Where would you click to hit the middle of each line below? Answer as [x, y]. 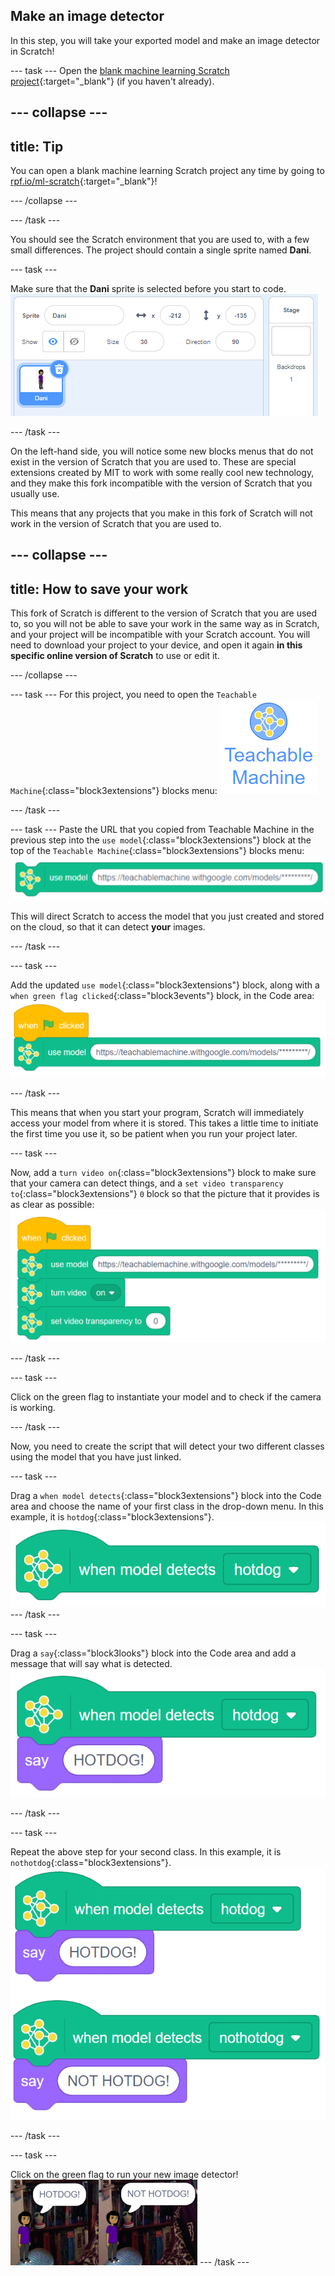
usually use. [35, 494]
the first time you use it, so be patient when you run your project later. [154, 1134]
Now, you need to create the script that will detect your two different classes [167, 1446]
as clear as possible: [52, 1205]
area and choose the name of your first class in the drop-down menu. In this [167, 1506]
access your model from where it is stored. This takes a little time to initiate [164, 1123]
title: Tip [37, 146]
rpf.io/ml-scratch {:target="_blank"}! [84, 181]
